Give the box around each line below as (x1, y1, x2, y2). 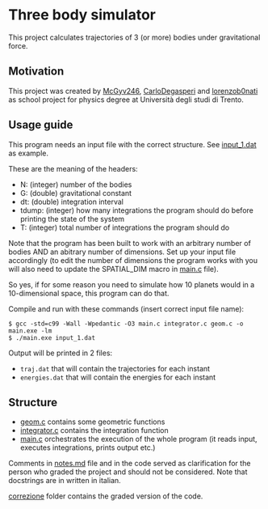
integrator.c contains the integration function (19, 426, 170, 435)
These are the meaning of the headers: (8, 163, 139, 173)
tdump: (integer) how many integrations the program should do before (19, 205, 254, 215)
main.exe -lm (8, 326, 52, 335)
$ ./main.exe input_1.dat (8, 333, 95, 341)
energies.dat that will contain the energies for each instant (19, 372, 216, 382)
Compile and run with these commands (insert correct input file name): (8, 303, 245, 313)
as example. (8, 148, 48, 158)
